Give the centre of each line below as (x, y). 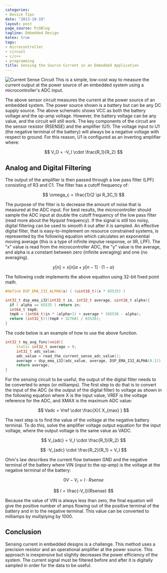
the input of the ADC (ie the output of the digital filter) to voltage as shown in (83, 390)
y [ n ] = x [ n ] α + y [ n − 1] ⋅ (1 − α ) (83, 267)
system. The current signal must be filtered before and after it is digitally (79, 560)
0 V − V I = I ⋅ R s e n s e (83, 481)
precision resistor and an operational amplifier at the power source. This (79, 549)
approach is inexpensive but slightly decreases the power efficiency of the (82, 555)
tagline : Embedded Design (32, 33)
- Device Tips (20, 14)
